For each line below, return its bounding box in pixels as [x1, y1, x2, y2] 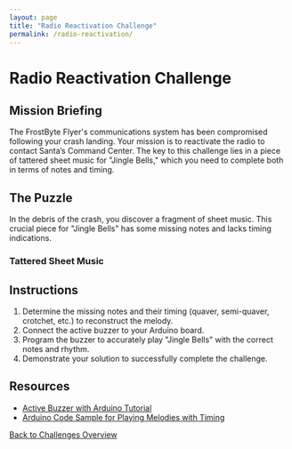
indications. [9, 233, 52, 244]
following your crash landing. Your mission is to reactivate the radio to [9, 136, 265, 147]
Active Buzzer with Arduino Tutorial [21, 402, 152, 413]
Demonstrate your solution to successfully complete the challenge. [21, 353, 269, 364]
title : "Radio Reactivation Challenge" [9, 21, 158, 30]
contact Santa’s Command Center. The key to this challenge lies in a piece [9, 146, 281, 156]
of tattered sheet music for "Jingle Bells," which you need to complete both [9, 155, 284, 165]
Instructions [9, 282, 78, 298]
